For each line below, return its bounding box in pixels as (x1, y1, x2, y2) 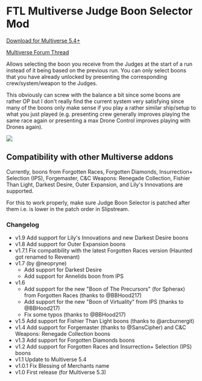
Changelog (6, 220, 39, 228)
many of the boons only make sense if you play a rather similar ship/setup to (6, 104, 196, 111)
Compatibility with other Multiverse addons (6, 152, 174, 162)
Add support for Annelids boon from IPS (24, 272, 124, 280)
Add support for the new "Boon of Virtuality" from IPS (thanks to (24, 298, 184, 306)
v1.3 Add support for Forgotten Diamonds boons (14, 336, 135, 344)
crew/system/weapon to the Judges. (6, 80, 98, 87)
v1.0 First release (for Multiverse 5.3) (14, 369, 107, 376)
